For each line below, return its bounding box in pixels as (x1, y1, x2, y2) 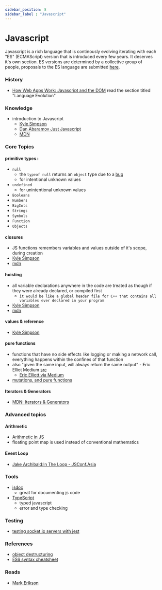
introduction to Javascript (12, 116, 64, 122)
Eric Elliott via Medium (19, 372, 64, 377)
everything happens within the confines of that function (12, 356, 124, 362)
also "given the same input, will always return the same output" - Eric (12, 361, 150, 367)
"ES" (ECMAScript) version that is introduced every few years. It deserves (5, 54, 153, 60)
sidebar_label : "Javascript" (5, 12, 66, 17)
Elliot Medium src (12, 367, 47, 373)
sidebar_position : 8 (5, 7, 47, 12)
